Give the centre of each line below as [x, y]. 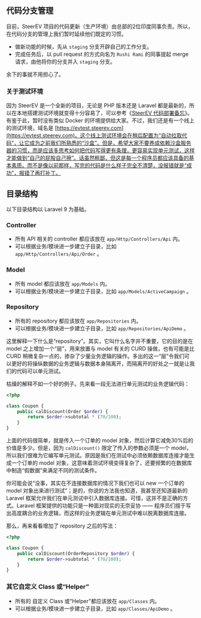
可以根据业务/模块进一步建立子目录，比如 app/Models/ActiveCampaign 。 [103, 291]
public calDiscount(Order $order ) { [63, 412]
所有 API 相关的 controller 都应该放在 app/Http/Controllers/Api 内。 [99, 239]
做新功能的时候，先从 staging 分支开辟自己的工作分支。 [83, 46]
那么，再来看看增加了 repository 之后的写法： [62, 526]
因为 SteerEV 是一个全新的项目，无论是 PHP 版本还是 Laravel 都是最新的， [98, 105]
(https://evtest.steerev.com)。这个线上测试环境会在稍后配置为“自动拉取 [94, 135]
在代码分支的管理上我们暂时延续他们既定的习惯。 [66, 34]
